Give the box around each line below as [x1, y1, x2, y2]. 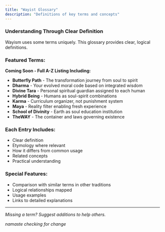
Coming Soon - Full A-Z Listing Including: [5, 68, 91, 74]
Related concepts [12, 153, 48, 159]
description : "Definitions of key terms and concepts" [5, 12, 120, 17]
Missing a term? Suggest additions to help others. [5, 211, 106, 217]
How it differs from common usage [12, 148, 83, 154]
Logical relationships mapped [12, 187, 72, 193]
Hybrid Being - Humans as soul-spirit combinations [12, 93, 117, 99]
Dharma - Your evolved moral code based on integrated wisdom [12, 83, 143, 88]
